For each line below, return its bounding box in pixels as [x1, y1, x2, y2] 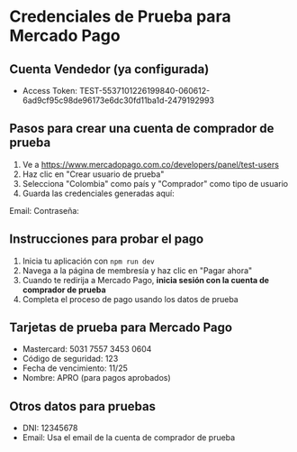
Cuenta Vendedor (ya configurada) [9, 61, 210, 77]
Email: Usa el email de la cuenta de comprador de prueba [22, 432, 236, 443]
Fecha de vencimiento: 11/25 [22, 363, 129, 374]
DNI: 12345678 [22, 422, 78, 434]
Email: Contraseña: [9, 205, 79, 216]
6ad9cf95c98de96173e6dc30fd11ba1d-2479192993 [22, 95, 214, 106]
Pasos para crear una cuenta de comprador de [9, 121, 274, 136]
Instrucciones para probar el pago [9, 232, 204, 247]
